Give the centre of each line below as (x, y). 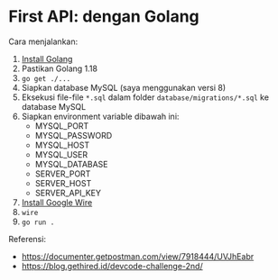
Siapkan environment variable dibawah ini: (100, 116)
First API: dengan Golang (104, 17)
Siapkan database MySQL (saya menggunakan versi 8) (124, 87)
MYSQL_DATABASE (72, 164)
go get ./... (46, 78)
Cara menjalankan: (43, 41)
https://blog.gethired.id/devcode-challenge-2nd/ (112, 266)
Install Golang (47, 59)
